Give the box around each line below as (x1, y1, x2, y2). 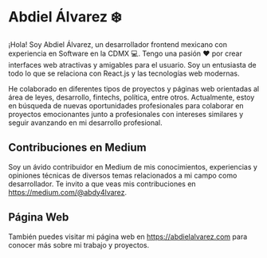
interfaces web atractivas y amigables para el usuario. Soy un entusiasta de (8, 60, 257, 69)
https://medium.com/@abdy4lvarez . (8, 187, 128, 197)
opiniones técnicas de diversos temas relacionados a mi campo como (8, 170, 238, 180)
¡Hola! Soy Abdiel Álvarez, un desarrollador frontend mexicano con (8, 39, 228, 49)
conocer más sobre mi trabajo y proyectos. (8, 240, 150, 249)
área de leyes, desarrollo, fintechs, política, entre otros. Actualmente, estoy (8, 92, 255, 102)
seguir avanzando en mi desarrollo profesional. (8, 118, 163, 127)
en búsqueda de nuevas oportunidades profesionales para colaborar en (8, 100, 245, 110)
